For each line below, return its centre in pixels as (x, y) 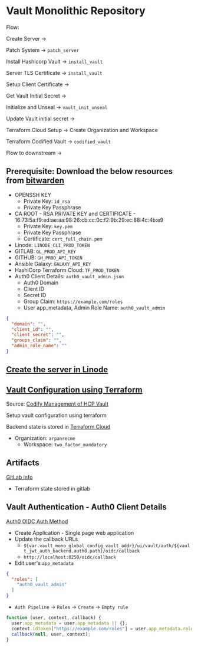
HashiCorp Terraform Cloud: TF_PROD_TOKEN (67, 270)
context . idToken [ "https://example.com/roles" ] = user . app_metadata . (97, 629)
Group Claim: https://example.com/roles (73, 301)
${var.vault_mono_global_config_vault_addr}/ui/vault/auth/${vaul (107, 546)
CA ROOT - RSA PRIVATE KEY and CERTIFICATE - (75, 213)
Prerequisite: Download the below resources (90, 171)
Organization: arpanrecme (45, 438)
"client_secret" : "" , (38, 335)
